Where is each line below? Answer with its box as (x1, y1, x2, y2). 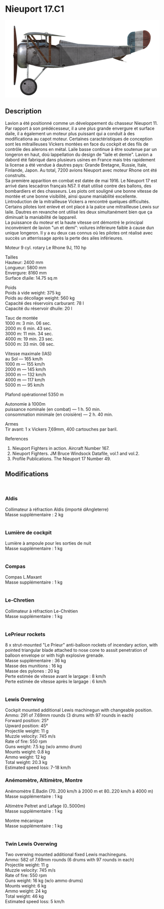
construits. (5, 172, 27, 178)
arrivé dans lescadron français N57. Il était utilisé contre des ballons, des (5, 183, 152, 189)
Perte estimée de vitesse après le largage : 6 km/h (5, 678, 107, 684)
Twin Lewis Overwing (5, 840, 57, 847)
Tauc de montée (5, 315, 38, 321)
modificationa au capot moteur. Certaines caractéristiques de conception (5, 136, 153, 142)
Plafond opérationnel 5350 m (5, 391, 64, 397)
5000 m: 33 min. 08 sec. (5, 341, 55, 347)
